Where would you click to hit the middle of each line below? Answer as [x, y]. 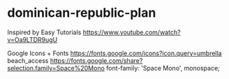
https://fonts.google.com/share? [96, 60]
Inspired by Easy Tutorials [44, 32]
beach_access [28, 60]
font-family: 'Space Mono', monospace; [163, 68]
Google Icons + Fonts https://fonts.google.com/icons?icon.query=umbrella [114, 53]
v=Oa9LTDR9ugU [32, 39]
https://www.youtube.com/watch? [132, 32]
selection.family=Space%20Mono [56, 68]
